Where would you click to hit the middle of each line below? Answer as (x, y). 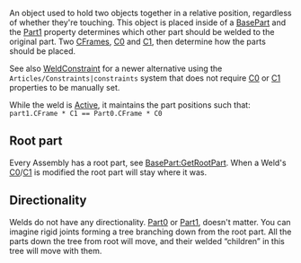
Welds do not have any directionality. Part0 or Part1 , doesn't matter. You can (150, 222)
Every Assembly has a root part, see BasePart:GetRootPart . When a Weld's (148, 162)
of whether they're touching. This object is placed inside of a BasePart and (148, 22)
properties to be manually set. (65, 88)
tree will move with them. (56, 250)
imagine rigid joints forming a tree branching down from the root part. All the (150, 232)
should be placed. (43, 51)
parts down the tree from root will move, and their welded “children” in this (147, 241)
